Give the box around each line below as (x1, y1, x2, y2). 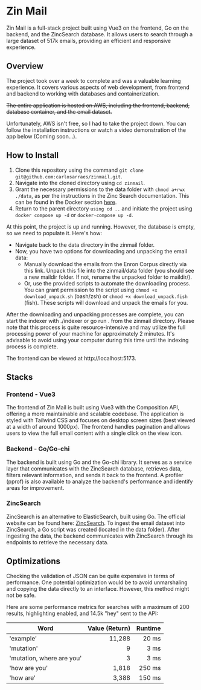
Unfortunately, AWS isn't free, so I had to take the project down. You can (6, 120, 187, 127)
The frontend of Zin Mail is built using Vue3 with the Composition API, (6, 404, 180, 411)
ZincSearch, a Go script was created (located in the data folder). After (6, 526, 180, 533)
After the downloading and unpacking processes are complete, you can (6, 310, 185, 318)
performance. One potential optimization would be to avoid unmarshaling (6, 579, 188, 586)
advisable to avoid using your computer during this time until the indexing (6, 336, 189, 343)
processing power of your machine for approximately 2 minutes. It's (6, 330, 175, 337)
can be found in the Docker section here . (14, 198, 117, 206)
